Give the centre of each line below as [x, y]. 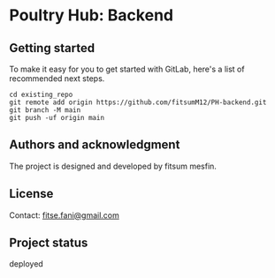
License [31, 194]
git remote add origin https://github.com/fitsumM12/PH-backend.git [138, 102]
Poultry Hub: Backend [92, 15]
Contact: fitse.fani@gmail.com [64, 215]
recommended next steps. [57, 79]
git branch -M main [45, 110]
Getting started [52, 48]
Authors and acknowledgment [95, 145]
